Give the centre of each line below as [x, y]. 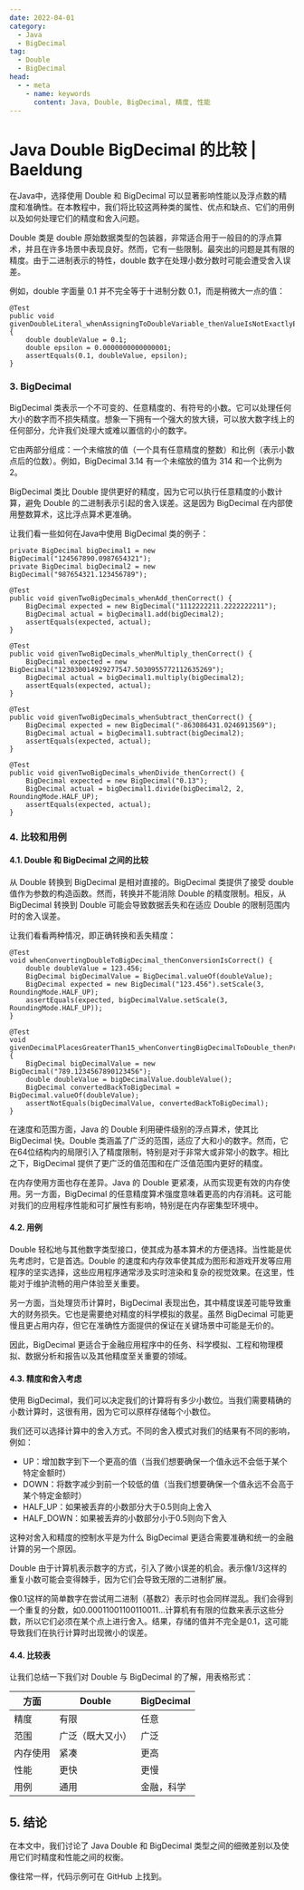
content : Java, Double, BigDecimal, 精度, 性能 [122, 102]
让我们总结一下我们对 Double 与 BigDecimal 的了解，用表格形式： [131, 1677]
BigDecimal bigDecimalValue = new [90, 1063]
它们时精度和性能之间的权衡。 [72, 1857]
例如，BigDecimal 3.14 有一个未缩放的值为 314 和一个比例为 [171, 461]
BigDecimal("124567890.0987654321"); [81, 559]
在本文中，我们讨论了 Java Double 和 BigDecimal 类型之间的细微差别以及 [146, 1846]
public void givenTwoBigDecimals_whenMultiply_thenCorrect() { [131, 654]
